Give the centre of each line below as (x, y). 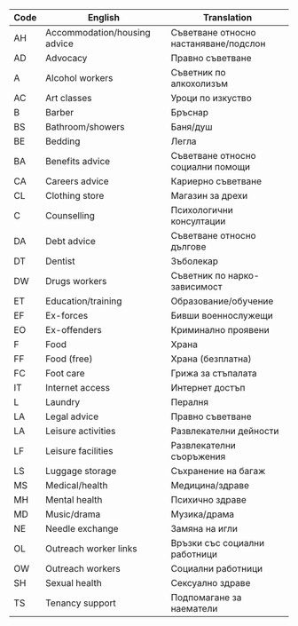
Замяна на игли (204, 529)
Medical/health (77, 485)
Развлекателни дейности (225, 431)
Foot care (66, 373)
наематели (194, 609)
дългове (188, 246)
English (104, 17)
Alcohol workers (79, 78)
